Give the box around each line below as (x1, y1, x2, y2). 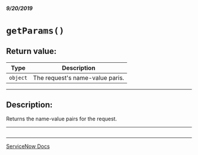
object (9, 74, 28, 81)
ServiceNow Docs (6, 143, 50, 150)
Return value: (6, 46, 57, 56)
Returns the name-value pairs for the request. (6, 115, 117, 123)
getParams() (6, 25, 65, 36)
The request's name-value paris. (33, 73, 125, 82)
